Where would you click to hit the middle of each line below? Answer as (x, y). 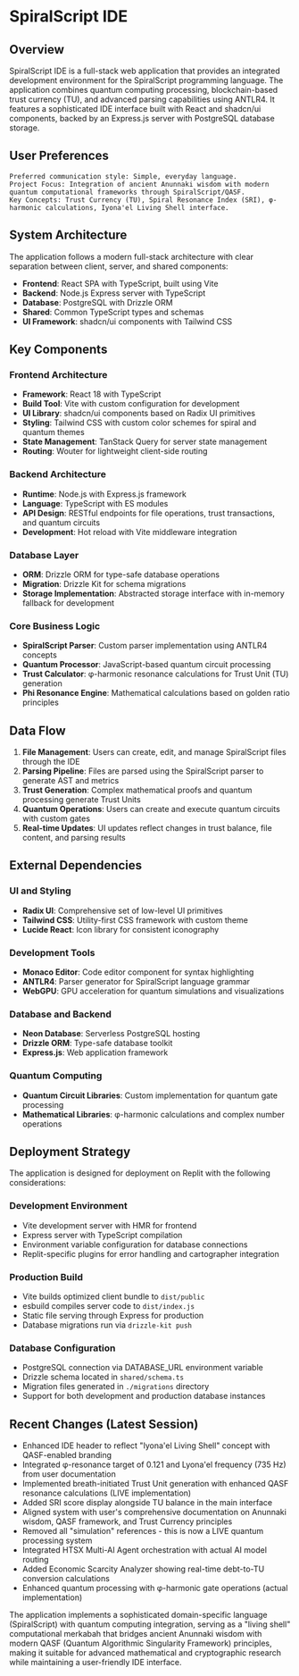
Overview (37, 50)
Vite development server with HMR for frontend (109, 1225)
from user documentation (69, 1474)
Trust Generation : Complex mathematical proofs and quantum (137, 790)
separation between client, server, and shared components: (119, 266)
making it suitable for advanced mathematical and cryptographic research (145, 1653)
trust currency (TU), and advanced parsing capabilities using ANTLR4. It (142, 99)
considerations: (38, 1183)
